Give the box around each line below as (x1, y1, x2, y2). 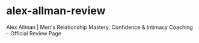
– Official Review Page (6, 29, 62, 37)
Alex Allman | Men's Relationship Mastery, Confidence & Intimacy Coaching (6, 24, 194, 31)
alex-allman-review (6, 4, 106, 18)
